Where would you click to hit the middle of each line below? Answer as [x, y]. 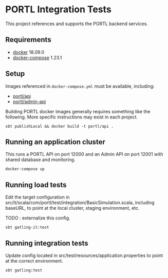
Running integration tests [47, 243]
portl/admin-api [29, 102]
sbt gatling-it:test [27, 227]
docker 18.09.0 [29, 52]
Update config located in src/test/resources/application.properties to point [84, 255]
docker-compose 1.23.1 [37, 57]
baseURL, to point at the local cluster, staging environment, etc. [72, 208]
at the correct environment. [34, 261]
